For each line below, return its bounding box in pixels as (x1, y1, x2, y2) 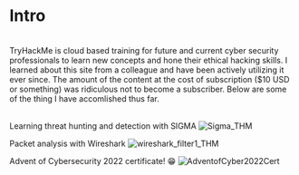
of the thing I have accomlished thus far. (9, 92, 160, 104)
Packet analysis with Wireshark (9, 138, 127, 149)
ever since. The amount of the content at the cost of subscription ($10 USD (9, 73, 290, 84)
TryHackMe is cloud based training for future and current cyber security (9, 44, 279, 55)
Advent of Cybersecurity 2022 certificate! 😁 (9, 155, 177, 166)
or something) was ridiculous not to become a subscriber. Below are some (9, 83, 287, 94)
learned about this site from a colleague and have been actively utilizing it (9, 64, 285, 75)
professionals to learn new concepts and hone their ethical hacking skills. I (9, 54, 288, 65)
